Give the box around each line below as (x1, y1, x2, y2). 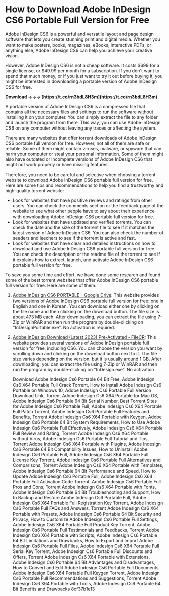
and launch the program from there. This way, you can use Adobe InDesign (5, 119, 161, 125)
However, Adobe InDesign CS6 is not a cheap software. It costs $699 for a (5, 62, 160, 68)
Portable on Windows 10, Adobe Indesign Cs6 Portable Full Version (12, 387, 152, 393)
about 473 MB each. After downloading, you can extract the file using (12, 314, 157, 320)
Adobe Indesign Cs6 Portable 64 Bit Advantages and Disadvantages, (12, 559, 156, 565)
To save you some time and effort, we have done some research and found (5, 272, 161, 278)
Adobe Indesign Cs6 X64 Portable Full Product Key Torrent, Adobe (12, 521, 151, 527)
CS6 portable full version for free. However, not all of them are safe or (5, 140, 150, 146)
